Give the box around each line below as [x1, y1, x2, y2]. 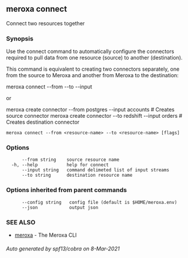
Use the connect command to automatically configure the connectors [6, 48, 174, 55]
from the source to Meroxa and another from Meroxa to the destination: [6, 72, 179, 79]
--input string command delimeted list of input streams [21, 167, 169, 173]
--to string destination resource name [21, 173, 133, 178]
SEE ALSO [6, 218, 36, 226]
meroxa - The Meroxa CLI [14, 231, 77, 239]
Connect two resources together [6, 19, 85, 27]
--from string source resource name [21, 157, 119, 163]
